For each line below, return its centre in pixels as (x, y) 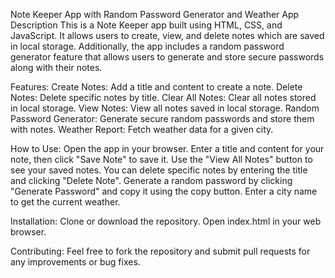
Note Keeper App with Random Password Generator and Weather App (155, 14)
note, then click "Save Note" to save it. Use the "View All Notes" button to (161, 159)
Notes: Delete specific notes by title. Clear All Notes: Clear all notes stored (163, 97)
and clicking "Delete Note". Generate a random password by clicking (151, 180)
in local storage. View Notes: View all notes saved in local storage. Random (165, 108)
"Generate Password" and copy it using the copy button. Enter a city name (164, 191)
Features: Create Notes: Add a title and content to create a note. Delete (156, 87)
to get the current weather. (65, 202)
